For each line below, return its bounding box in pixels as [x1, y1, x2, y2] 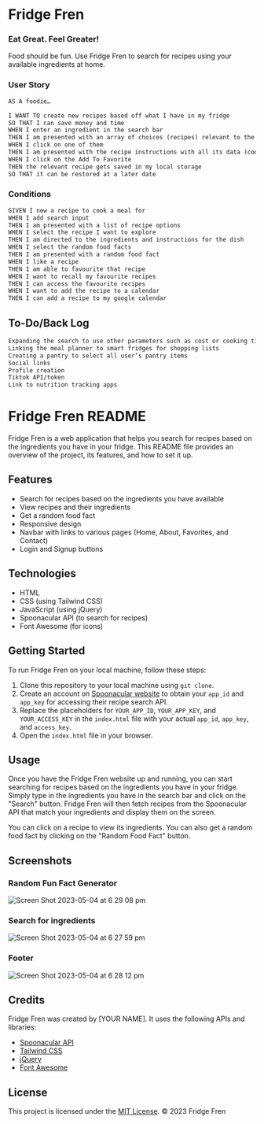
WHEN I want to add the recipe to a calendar [8, 287, 159, 295]
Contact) [19, 535, 49, 545]
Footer [8, 952, 34, 963]
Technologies [8, 567, 77, 580]
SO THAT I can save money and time [8, 119, 125, 127]
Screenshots [8, 854, 72, 867]
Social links [8, 359, 51, 367]
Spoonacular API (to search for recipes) [19, 612, 148, 623]
